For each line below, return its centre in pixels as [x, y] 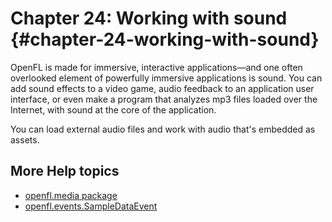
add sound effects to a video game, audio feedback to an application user [162, 88]
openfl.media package [71, 195]
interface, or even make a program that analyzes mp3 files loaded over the [164, 99]
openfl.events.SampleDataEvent [91, 206]
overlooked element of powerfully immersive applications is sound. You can [166, 78]
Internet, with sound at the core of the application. [113, 109]
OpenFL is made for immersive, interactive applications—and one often [156, 67]
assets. [25, 139]
